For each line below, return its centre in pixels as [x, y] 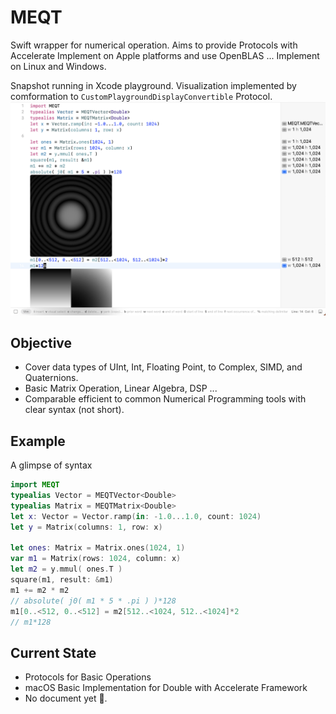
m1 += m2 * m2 [40, 590]
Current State [53, 652]
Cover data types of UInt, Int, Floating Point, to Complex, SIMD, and [163, 367]
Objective [41, 342]
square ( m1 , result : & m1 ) [62, 580]
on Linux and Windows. [58, 66]
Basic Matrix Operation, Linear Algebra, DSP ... [121, 388]
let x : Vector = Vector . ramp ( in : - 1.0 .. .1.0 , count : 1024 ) [136, 516]
